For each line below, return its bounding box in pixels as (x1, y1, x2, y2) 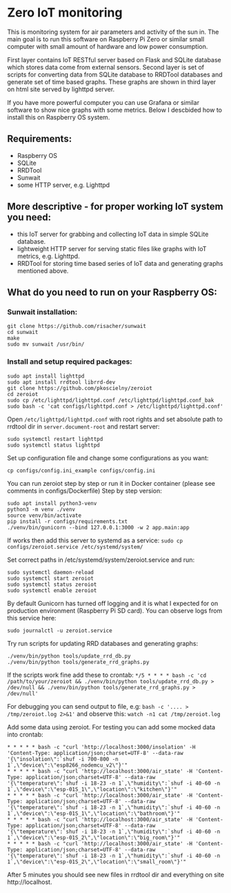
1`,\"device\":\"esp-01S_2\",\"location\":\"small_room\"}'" (7, 858, 187, 865)
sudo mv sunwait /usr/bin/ (7, 341, 85, 348)
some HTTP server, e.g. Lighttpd (17, 181, 110, 189)
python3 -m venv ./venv (7, 506, 76, 513)
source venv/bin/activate (7, 512, 81, 519)
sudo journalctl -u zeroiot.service (7, 627, 112, 634)
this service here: (7, 614, 57, 622)
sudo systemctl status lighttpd (7, 442, 100, 449)
